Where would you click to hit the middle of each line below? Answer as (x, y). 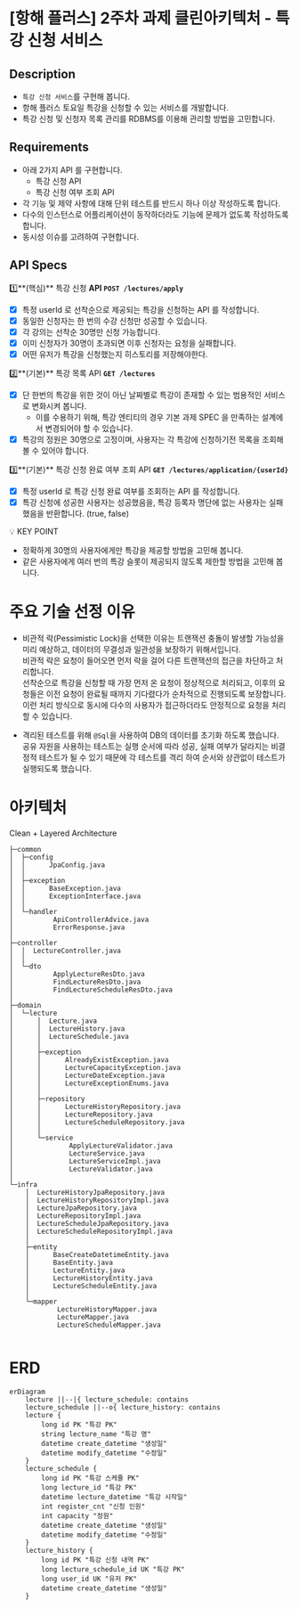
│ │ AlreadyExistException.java (89, 1060)
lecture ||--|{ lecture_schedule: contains (107, 1400)
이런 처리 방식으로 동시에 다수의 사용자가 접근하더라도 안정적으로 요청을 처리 (154, 706)
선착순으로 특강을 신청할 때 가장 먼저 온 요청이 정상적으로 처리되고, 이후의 (149, 683)
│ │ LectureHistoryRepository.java (95, 1107)
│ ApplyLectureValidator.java (91, 1146)
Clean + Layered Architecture (63, 833)
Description (42, 74)
